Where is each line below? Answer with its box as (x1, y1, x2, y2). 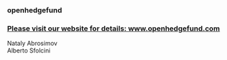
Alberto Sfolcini (7, 46, 51, 55)
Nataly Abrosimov (7, 40, 58, 48)
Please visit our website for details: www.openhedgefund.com (7, 23, 221, 33)
